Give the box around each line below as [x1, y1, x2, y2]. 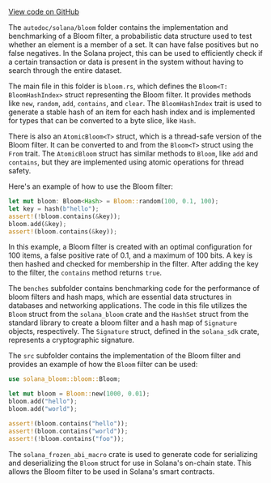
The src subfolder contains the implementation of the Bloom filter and [8, 351, 241, 361]
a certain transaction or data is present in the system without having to [8, 57, 244, 66]
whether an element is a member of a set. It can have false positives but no [8, 40, 259, 49]
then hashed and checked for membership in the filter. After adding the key [8, 259, 259, 269]
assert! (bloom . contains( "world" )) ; [8, 427, 129, 435]
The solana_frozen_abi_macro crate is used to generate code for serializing [8, 449, 258, 459]
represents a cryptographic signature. [8, 336, 135, 345]
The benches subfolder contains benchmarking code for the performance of [8, 284, 260, 293]
